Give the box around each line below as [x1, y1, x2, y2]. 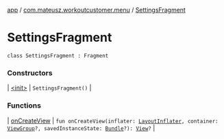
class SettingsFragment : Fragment [7, 52, 109, 59]
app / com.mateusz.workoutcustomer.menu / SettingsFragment [7, 6, 186, 14]
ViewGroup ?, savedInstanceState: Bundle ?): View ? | [7, 123, 155, 132]
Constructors [7, 68, 53, 77]
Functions [7, 101, 41, 110]
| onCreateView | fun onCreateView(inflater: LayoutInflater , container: [7, 116, 219, 125]
